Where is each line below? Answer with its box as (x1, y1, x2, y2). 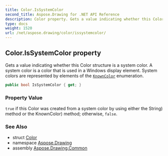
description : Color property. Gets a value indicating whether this (5, 16, 151, 21)
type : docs (5, 21, 28, 26)
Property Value (5, 94, 43, 101)
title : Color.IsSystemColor (5, 7, 64, 12)
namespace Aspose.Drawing (12, 140, 72, 146)
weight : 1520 (5, 26, 32, 31)
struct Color (12, 135, 37, 141)
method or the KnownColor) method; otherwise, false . (5, 111, 117, 117)
